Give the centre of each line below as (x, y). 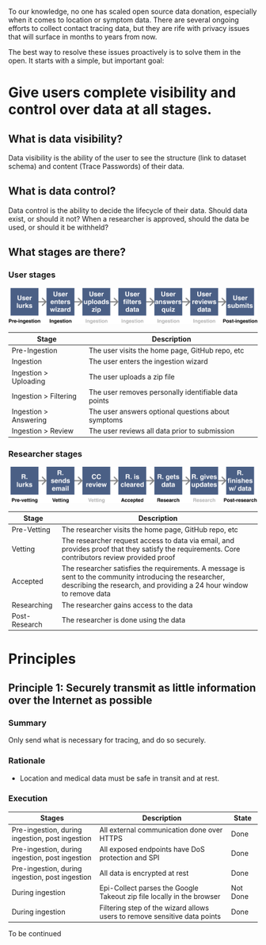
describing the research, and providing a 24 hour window (155, 585)
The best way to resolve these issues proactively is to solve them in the (125, 52)
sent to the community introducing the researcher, (144, 577)
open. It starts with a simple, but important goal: (86, 60)
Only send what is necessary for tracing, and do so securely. (107, 740)
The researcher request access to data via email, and (148, 541)
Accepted (27, 581)
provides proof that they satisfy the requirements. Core (151, 549)
